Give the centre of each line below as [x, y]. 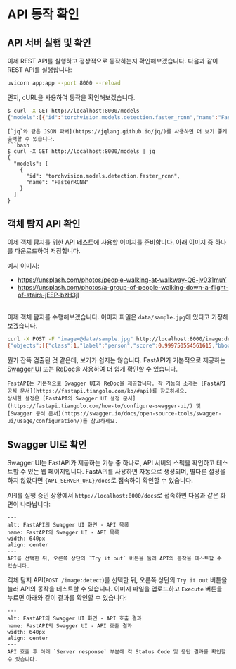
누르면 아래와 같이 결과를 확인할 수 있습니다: [67, 597]
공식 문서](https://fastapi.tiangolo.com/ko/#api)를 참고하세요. [98, 391]
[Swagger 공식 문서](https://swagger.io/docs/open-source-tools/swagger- [114, 414]
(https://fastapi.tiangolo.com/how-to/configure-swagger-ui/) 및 [104, 406]
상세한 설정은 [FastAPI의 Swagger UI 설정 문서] [72, 399]
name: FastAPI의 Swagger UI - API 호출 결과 [70, 626]
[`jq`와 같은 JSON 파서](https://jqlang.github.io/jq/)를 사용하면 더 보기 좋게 [117, 131]
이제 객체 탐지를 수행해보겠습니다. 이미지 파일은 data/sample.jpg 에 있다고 [109, 317]
